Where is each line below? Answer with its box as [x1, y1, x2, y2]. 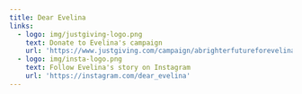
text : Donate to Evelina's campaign [25, 38, 164, 47]
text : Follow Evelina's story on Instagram [25, 64, 191, 73]
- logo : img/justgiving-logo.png [17, 30, 143, 38]
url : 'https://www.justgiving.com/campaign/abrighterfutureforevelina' [25, 47, 299, 56]
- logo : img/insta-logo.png [17, 55, 123, 64]
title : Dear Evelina [9, 13, 87, 22]
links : [9, 21, 34, 30]
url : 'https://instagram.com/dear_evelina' [25, 72, 191, 81]
